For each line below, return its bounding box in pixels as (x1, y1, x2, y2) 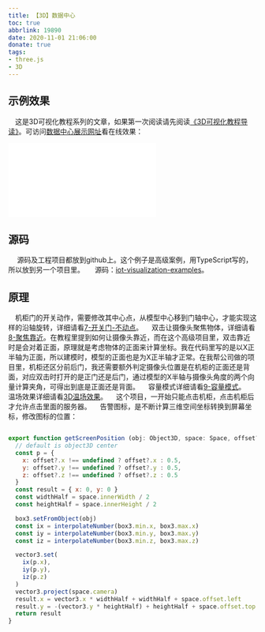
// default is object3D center (15, 442, 118, 450)
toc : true (8, 19, 41, 27)
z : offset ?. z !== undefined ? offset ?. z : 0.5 (22, 471, 178, 479)
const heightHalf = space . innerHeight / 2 (15, 501, 157, 509)
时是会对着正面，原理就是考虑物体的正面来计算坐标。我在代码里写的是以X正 (8, 343, 255, 352)
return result (15, 610, 62, 618)
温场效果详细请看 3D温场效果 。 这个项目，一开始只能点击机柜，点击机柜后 (8, 392, 255, 401)
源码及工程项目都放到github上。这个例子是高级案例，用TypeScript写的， (17, 255, 253, 265)
